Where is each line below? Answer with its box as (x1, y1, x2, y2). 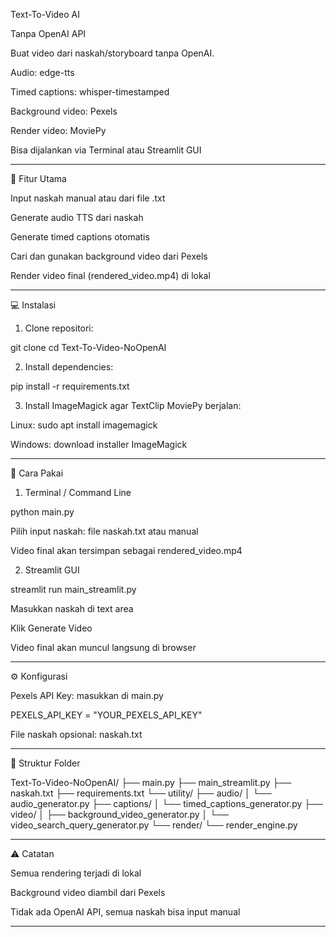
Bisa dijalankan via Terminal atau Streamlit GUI (10, 144, 202, 156)
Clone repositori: (24, 322, 94, 334)
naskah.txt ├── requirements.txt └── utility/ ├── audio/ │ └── (10, 787, 272, 799)
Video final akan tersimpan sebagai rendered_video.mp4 (10, 545, 243, 556)
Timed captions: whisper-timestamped (10, 86, 170, 98)
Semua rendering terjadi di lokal (10, 867, 142, 879)
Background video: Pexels (10, 105, 118, 117)
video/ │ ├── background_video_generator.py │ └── (10, 809, 230, 820)
